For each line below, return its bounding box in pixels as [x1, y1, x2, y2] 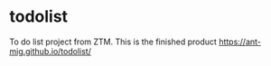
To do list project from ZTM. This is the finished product [9, 36, 217, 47]
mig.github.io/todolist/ [9, 45, 92, 56]
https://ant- [218, 36, 262, 47]
